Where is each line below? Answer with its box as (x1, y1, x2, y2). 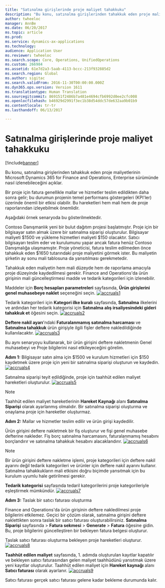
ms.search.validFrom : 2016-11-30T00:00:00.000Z (5, 80, 105, 85)
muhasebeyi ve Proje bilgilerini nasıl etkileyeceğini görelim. (5, 344, 124, 350)
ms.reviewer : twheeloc (5, 53, 52, 58)
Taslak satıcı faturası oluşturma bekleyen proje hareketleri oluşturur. (5, 537, 142, 543)
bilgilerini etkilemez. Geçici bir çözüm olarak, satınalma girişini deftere (5, 512, 146, 518)
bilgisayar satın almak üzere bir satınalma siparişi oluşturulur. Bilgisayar (5, 229, 149, 235)
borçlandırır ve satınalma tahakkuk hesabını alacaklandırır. (5, 438, 122, 444)
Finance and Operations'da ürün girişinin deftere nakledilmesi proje (5, 506, 141, 512)
